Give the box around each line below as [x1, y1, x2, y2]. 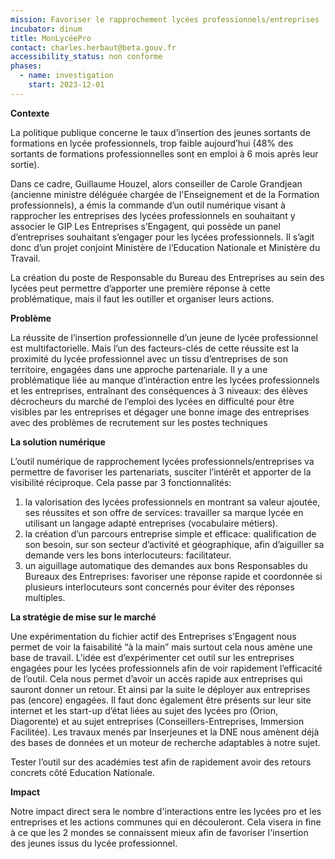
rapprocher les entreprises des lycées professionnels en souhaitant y [10, 209, 296, 221]
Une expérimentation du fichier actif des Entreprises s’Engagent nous [10, 630, 297, 642]
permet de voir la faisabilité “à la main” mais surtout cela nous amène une [10, 641, 313, 653]
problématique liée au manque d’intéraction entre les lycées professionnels [10, 374, 320, 386]
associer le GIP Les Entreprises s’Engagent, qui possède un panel [10, 220, 281, 232]
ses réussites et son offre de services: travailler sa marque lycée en [24, 506, 304, 518]
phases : [10, 61, 43, 71]
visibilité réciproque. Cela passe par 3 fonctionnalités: [10, 476, 232, 488]
